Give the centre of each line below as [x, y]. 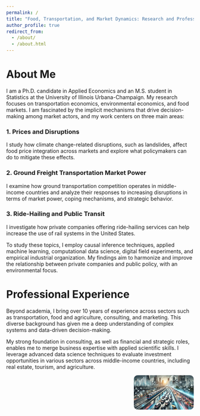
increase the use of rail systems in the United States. [71, 233]
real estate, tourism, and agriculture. [51, 366]
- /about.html [29, 44]
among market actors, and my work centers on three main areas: [105, 116]
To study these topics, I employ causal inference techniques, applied [90, 245]
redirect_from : [25, 32]
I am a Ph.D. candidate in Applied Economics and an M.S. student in [89, 91]
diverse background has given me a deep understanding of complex [90, 323]
